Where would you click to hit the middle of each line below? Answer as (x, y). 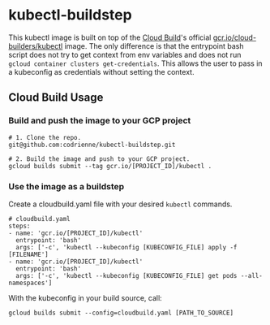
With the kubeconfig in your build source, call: (85, 297)
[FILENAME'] (28, 254)
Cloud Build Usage (56, 98)
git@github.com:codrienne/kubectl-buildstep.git (92, 145)
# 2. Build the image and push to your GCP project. (99, 159)
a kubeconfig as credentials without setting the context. (101, 71)
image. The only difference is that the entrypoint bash (154, 45)
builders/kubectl (36, 45)
